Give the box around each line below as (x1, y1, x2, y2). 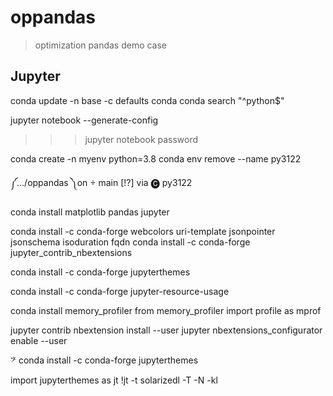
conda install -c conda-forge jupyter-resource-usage (10, 285, 230, 297)
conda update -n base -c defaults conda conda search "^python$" (10, 94, 285, 106)
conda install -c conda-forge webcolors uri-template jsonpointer (10, 225, 276, 237)
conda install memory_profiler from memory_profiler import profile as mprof (10, 304, 322, 316)
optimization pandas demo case (34, 39, 168, 51)
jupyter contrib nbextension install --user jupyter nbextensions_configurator (10, 324, 323, 336)
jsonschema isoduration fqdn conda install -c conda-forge (10, 236, 251, 248)
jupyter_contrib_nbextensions (10, 246, 133, 258)
